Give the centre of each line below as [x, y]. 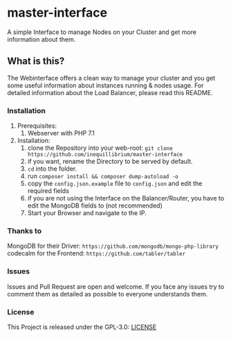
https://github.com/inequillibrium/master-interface [105, 155]
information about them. [41, 39]
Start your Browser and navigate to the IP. [87, 213]
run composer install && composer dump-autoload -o [103, 176]
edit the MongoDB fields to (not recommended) [95, 205]
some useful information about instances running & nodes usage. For [105, 85]
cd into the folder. [52, 169]
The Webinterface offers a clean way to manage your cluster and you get [111, 78]
